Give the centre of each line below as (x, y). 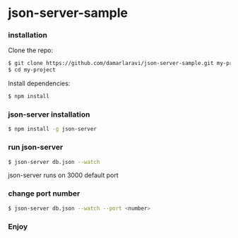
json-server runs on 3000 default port (63, 175)
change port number (44, 194)
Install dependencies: (39, 83)
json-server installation (49, 114)
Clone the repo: (31, 50)
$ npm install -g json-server (53, 129)
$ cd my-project (32, 70)
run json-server (36, 148)
